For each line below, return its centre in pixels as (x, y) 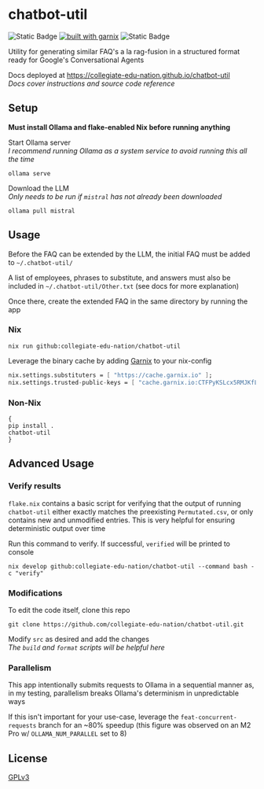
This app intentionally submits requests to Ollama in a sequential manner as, (131, 685)
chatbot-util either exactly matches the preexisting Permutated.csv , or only (131, 511)
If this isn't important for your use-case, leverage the (93, 717)
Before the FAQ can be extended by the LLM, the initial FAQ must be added (129, 254)
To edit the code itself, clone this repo (69, 610)
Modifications (35, 593)
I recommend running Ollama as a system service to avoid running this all (128, 150)
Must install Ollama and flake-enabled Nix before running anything (119, 127)
